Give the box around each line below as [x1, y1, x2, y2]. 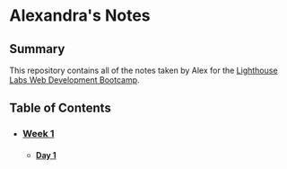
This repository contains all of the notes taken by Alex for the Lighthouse [9, 65, 278, 76]
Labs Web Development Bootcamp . [9, 75, 141, 85]
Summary [9, 41, 65, 57]
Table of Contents [9, 101, 112, 116]
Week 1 [22, 128, 55, 140]
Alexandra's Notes [9, 5, 151, 26]
